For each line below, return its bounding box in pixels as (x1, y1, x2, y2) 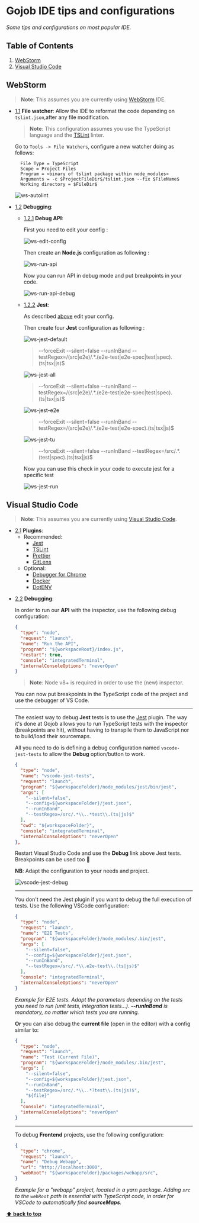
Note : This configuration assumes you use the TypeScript (29, 125, 171, 132)
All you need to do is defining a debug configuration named (14, 744, 160, 751)
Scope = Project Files (20, 166, 76, 172)
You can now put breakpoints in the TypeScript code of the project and (14, 691, 188, 698)
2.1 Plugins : (14, 527, 43, 534)
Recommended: (23, 533, 63, 540)
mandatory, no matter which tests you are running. (14, 1008, 139, 1016)
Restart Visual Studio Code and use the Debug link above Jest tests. (14, 849, 182, 857)
